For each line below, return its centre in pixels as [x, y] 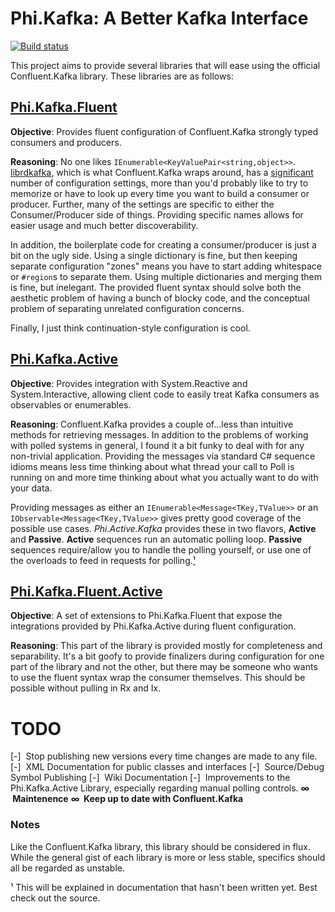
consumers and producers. [66, 142]
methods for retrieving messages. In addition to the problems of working [159, 434]
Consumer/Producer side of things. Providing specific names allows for [157, 214]
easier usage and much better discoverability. [104, 225]
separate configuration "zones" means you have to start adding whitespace [166, 266]
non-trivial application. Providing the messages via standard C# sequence [163, 456]
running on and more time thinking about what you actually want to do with [164, 477]
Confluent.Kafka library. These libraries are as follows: [122, 76]
